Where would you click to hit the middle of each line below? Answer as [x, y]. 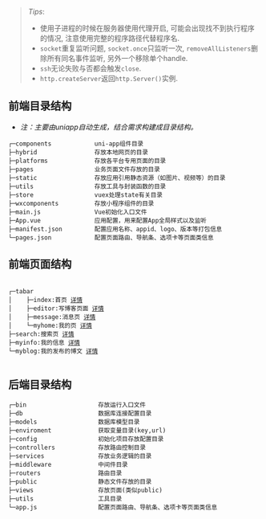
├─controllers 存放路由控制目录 [77, 448]
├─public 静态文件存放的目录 [80, 482]
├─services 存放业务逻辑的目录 [80, 456]
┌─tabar [21, 291]
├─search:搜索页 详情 [41, 334]
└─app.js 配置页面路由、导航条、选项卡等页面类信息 [113, 508]
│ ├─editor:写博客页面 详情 [56, 309]
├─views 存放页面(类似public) [85, 490]
